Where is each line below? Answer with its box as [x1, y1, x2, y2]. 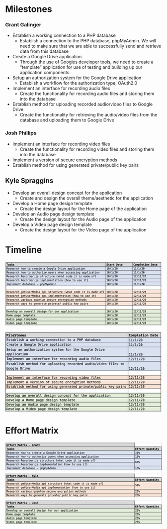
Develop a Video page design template [12, 221, 92, 227]
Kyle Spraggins [5, 177, 54, 185]
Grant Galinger [5, 21, 41, 28]
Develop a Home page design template [12, 200, 92, 206]
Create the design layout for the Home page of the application [19, 206, 147, 212]
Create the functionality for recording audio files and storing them [19, 91, 155, 97]
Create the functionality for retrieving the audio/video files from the [19, 112, 158, 118]
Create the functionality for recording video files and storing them [19, 146, 155, 152]
